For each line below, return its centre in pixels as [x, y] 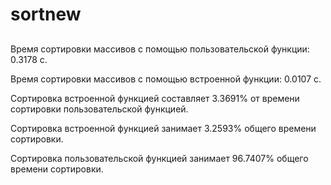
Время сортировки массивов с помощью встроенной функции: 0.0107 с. [166, 79]
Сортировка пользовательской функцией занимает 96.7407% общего [159, 158]
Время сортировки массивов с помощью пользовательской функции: [160, 49]
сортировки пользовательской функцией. [99, 109]
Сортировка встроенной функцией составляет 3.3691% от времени [155, 98]
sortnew [46, 14]
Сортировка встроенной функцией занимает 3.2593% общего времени [163, 128]
